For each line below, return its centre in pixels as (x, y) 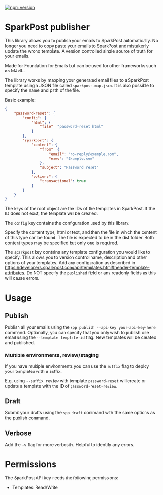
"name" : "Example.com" (72, 159)
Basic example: (20, 100)
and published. (20, 343)
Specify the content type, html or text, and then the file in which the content (81, 232)
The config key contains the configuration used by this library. (67, 223)
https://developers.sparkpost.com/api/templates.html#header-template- (77, 268)
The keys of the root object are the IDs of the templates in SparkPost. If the (80, 209)
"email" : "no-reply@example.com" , (83, 154)
